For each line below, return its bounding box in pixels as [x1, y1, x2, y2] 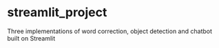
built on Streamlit [7, 34, 56, 42]
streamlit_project [7, 5, 107, 20]
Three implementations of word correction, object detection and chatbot [7, 27, 212, 35]
